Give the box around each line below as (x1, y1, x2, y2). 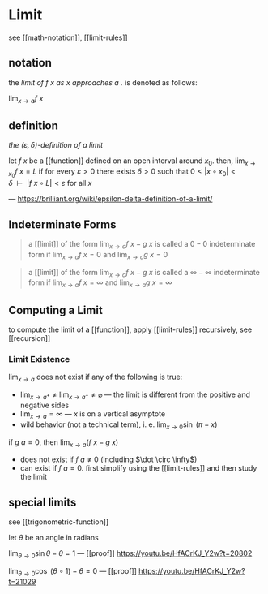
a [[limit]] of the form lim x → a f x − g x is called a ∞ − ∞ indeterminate (28, 267, 261, 279)
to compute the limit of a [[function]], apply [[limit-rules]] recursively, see (8, 325, 253, 334)
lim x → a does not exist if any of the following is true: (8, 372, 183, 384)
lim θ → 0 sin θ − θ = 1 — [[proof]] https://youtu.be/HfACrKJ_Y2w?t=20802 (8, 549, 253, 560)
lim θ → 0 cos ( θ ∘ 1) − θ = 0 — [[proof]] (8, 566, 138, 578)
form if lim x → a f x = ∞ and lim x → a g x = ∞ (28, 278, 172, 290)
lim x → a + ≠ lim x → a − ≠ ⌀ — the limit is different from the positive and (19, 390, 251, 401)
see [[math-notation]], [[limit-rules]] (8, 32, 128, 42)
